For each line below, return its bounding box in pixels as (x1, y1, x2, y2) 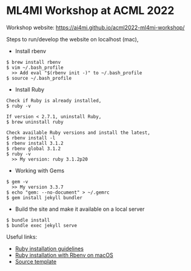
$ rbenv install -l (6, 135, 56, 141)
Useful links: (6, 233, 38, 241)
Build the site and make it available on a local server (15, 205, 145, 213)
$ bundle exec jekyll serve (6, 222, 78, 228)
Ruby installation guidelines (15, 245, 84, 252)
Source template (15, 258, 56, 265)
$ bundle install (6, 217, 50, 223)
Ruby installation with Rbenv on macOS (15, 251, 113, 259)
